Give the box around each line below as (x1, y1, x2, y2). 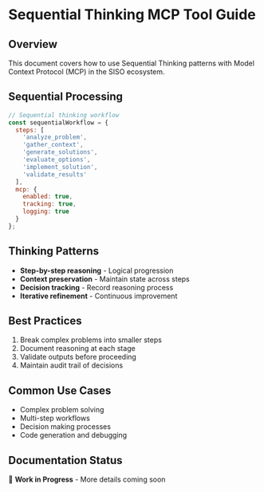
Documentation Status (8, 453, 123, 467)
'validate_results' (22, 170, 88, 179)
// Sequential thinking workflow (8, 111, 120, 119)
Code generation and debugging (19, 431, 128, 440)
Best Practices (8, 314, 82, 328)
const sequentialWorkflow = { (8, 118, 109, 127)
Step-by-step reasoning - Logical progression (19, 266, 174, 275)
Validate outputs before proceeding (19, 352, 137, 362)
